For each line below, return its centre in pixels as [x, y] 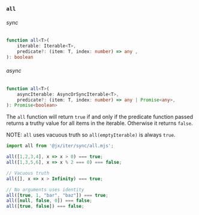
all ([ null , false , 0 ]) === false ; [49, 201]
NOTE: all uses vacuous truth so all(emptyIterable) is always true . [91, 135]
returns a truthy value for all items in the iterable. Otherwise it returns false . [99, 123]
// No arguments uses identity [45, 189]
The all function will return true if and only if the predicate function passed [100, 117]
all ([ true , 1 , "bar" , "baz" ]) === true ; [58, 195]
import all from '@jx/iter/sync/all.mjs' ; [60, 146]
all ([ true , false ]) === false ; [45, 207]
